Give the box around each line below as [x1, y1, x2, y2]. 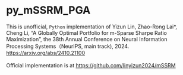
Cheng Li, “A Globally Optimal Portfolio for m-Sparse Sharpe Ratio [6, 29, 168, 36]
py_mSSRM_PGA [6, 4, 91, 17]
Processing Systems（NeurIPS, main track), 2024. [6, 43, 130, 50]
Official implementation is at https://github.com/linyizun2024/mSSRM [6, 61, 176, 69]
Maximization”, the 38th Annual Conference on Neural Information [6, 35, 168, 43]
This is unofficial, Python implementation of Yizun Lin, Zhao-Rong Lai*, [6, 23, 177, 30]
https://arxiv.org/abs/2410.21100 [6, 49, 86, 56]
